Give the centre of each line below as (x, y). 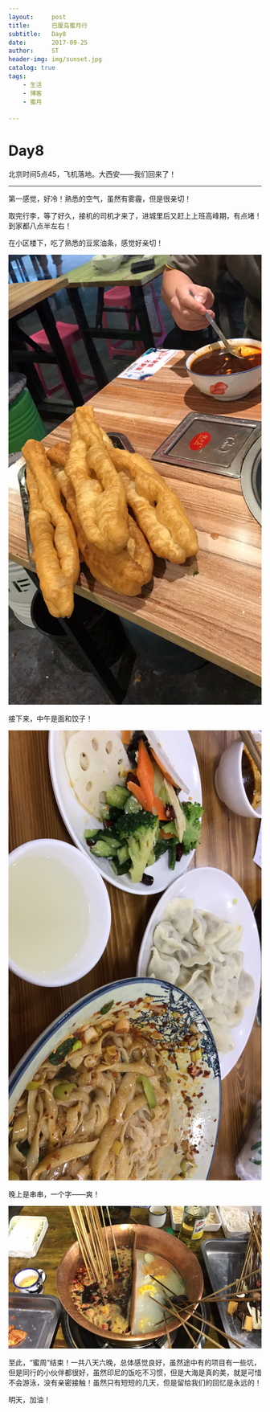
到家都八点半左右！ (40, 226)
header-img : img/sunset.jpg (55, 59)
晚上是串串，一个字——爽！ (54, 1194)
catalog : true (32, 68)
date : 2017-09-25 (48, 43)
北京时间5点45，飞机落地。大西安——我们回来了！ (92, 174)
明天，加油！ (29, 1399)
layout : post (37, 17)
